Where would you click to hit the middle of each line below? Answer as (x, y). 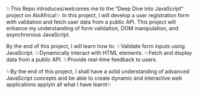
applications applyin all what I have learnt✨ (59, 84)
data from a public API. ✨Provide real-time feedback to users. (82, 59)
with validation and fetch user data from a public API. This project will (91, 22)
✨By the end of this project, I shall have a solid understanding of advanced (98, 71)
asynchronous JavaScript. (38, 35)
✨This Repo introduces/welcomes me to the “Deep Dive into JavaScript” (95, 9)
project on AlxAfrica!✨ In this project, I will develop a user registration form (98, 15)
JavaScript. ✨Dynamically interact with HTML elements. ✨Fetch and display (99, 53)
